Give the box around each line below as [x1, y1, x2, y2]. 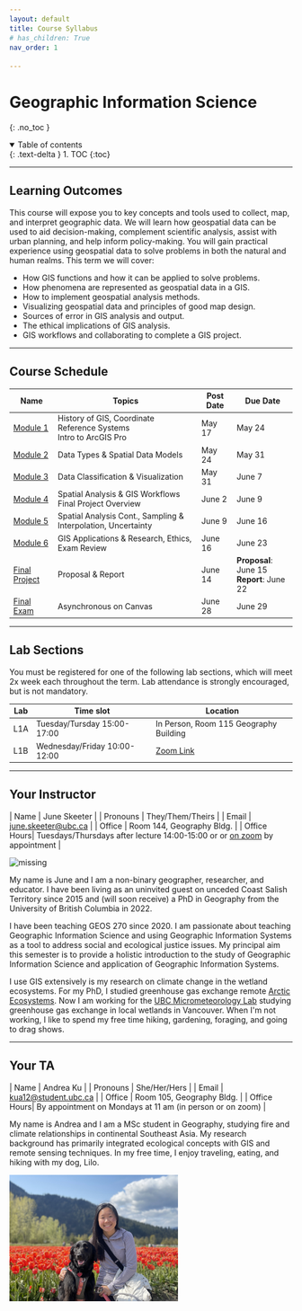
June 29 [236, 600, 268, 611]
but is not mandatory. [9, 686, 88, 696]
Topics [112, 395, 139, 406]
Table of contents [17, 139, 83, 150]
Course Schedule [9, 364, 109, 379]
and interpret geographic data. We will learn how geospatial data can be [9, 217, 277, 227]
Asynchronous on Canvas [58, 600, 153, 611]
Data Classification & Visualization [58, 472, 184, 483]
